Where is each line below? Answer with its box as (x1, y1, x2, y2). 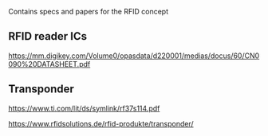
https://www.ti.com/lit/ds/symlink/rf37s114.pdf (8, 103, 160, 113)
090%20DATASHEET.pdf (8, 59, 91, 68)
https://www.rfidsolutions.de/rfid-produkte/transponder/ (8, 119, 194, 128)
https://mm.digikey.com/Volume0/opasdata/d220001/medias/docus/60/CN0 (8, 51, 260, 60)
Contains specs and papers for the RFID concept (8, 7, 169, 16)
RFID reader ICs (8, 29, 88, 43)
